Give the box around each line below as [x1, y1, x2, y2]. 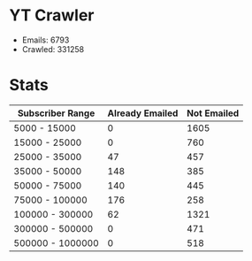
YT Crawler [9, 5, 95, 26]
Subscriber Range [17, 107, 95, 119]
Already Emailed [107, 107, 179, 119]
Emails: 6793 [21, 35, 70, 45]
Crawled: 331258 [21, 43, 85, 54]
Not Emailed [187, 107, 240, 119]
